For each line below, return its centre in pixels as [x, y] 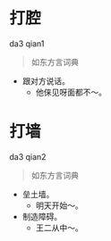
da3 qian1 [27, 43]
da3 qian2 [28, 156]
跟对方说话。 [46, 80]
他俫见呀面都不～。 [71, 92]
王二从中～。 [59, 228]
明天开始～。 [59, 205]
